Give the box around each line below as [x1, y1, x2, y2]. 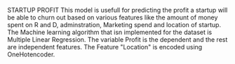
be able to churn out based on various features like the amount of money [7, 13, 218, 22]
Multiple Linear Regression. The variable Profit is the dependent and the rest [7, 35, 228, 44]
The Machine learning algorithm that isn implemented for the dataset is [7, 28, 213, 36]
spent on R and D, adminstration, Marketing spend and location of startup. [7, 21, 222, 29]
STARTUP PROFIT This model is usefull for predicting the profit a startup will [7, 6, 228, 14]
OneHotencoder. [7, 50, 55, 58]
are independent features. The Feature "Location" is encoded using [7, 43, 203, 51]
